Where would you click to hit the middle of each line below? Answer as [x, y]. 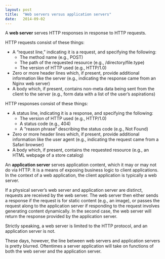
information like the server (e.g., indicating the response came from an [84, 78]
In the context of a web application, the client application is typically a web [81, 175]
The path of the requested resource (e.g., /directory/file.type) [82, 63]
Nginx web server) [31, 84]
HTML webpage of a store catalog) [48, 155]
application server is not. [30, 231]
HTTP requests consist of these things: [45, 43]
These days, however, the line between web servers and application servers [83, 241]
